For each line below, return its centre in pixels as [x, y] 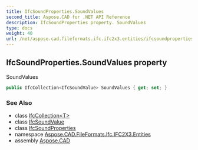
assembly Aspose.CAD [42, 140]
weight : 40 [19, 34]
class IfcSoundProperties [45, 128]
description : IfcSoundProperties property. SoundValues [76, 22]
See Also [19, 102]
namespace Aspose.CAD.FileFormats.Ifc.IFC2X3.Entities [83, 134]
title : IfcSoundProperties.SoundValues [55, 11]
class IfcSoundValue [39, 122]
